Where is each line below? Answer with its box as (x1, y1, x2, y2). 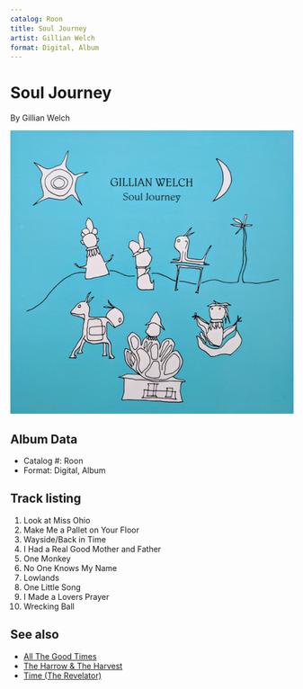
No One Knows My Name (22, 562, 118, 573)
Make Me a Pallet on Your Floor (22, 524, 140, 535)
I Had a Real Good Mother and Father (22, 543, 162, 554)
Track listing (10, 491, 82, 506)
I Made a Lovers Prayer (22, 591, 110, 602)
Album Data (10, 432, 78, 447)
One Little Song (22, 581, 82, 593)
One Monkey (22, 553, 71, 564)
